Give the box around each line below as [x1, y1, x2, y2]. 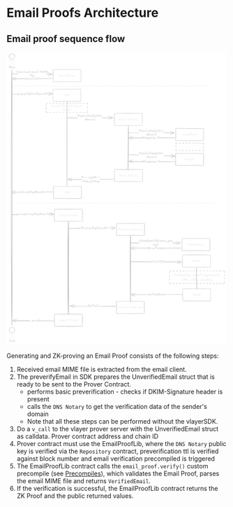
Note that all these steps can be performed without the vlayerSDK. [27, 417, 218, 425]
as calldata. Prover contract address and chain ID [16, 432, 158, 440]
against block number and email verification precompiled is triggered [16, 454, 216, 463]
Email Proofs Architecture [6, 5, 159, 21]
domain [27, 410, 50, 418]
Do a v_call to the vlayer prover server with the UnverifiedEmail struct [16, 424, 219, 433]
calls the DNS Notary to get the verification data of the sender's [27, 402, 207, 410]
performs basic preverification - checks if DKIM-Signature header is [27, 387, 223, 396]
